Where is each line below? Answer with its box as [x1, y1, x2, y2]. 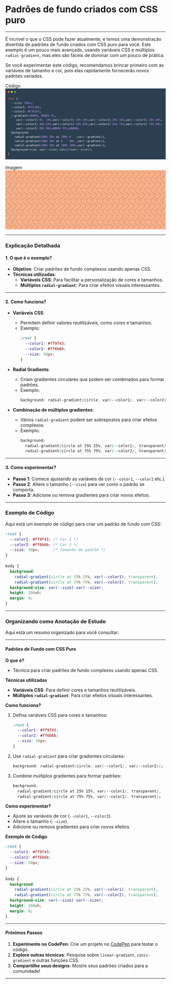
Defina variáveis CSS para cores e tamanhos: [12, 712, 108, 718]
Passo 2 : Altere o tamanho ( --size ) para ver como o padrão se [12, 481, 145, 487]
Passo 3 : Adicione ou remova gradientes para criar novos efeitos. [12, 492, 151, 498]
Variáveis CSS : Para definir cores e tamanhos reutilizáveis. [12, 687, 136, 693]
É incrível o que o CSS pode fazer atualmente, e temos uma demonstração [5, 36, 162, 42]
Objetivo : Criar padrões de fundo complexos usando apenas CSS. [12, 266, 152, 272]
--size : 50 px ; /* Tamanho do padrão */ [10, 547, 106, 553]
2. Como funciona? [5, 299, 47, 305]
